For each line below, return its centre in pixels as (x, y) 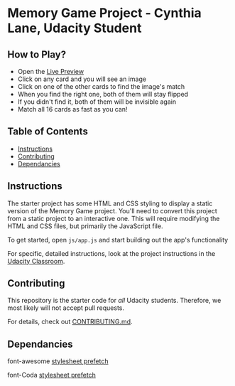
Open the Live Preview (50, 71)
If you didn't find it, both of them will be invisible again (97, 102)
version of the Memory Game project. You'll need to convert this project (113, 210)
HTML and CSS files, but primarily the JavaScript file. (85, 226)
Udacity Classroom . (36, 261)
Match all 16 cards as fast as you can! (72, 109)
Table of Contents (48, 132)
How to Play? (37, 54)
